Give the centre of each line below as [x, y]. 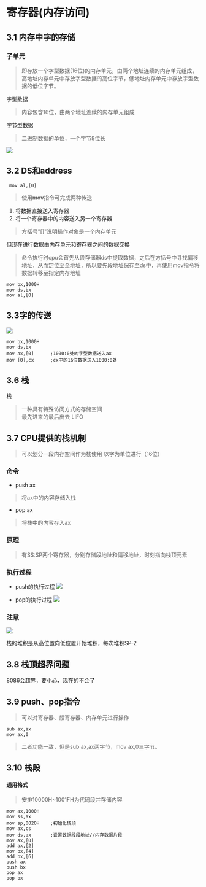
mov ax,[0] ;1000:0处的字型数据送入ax [59, 354]
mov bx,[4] [20, 851]
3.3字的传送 [29, 316]
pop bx [15, 878]
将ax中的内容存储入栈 [49, 498]
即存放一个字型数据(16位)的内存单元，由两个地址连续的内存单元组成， [109, 71]
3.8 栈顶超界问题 [38, 664]
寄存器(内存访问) [48, 13]
